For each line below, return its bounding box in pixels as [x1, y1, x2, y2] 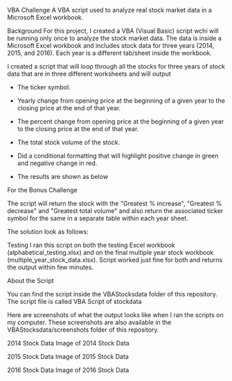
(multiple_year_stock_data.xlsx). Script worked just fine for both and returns [7, 256, 223, 264]
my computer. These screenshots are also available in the [7, 319, 172, 326]
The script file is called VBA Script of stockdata [7, 298, 142, 305]
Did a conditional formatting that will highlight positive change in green [17, 152, 220, 160]
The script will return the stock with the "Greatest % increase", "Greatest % [7, 199, 222, 208]
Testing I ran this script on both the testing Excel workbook [7, 241, 175, 249]
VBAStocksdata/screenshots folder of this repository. [7, 325, 159, 334]
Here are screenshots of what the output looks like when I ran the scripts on [7, 311, 224, 319]
